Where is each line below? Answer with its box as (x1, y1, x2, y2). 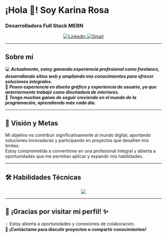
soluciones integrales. (5, 79, 53, 85)
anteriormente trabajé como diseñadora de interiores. (5, 89, 119, 95)
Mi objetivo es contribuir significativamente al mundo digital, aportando (5, 132, 151, 138)
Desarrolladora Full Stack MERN (5, 22, 83, 29)
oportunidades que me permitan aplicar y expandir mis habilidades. (5, 153, 143, 159)
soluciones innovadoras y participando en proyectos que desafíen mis (5, 137, 149, 143)
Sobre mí (5, 52, 34, 61)
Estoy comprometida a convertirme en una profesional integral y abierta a (5, 148, 156, 154)
